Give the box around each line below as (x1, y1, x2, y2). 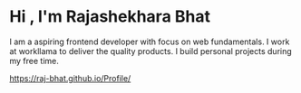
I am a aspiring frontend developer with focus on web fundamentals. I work (9, 36, 290, 47)
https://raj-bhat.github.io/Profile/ (9, 72, 131, 83)
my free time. (9, 55, 59, 66)
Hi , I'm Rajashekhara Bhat (9, 6, 211, 27)
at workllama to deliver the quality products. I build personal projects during (9, 45, 292, 56)
